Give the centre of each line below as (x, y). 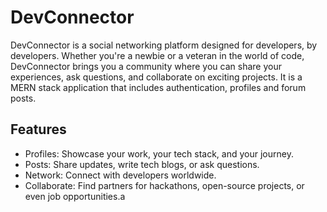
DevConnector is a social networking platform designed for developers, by (164, 45)
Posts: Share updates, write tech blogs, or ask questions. (142, 164)
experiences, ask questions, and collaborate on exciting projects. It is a (156, 77)
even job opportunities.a (75, 196)
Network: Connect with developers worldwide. (120, 175)
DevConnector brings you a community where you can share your (146, 66)
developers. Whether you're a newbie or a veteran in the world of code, (157, 55)
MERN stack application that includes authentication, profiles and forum (158, 87)
